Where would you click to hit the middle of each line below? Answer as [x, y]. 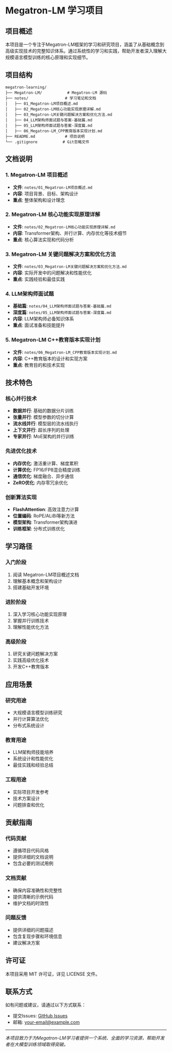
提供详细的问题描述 [33, 930]
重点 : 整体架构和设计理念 [39, 200]
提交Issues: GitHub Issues [40, 1016]
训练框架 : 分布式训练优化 [39, 528]
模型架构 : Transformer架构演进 [45, 522]
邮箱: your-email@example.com [46, 1022]
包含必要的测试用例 [33, 863]
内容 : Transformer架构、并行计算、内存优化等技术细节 [70, 233]
